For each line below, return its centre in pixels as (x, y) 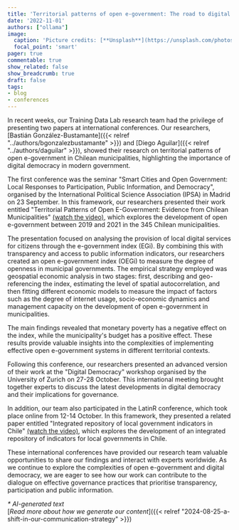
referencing (24, 284)
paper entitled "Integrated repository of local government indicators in (110, 423)
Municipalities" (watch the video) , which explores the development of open (117, 217)
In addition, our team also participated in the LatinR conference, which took (117, 408)
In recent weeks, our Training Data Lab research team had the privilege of (116, 120)
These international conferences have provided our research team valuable (118, 452)
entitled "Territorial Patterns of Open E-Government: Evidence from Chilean (118, 210)
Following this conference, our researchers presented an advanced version (117, 364)
